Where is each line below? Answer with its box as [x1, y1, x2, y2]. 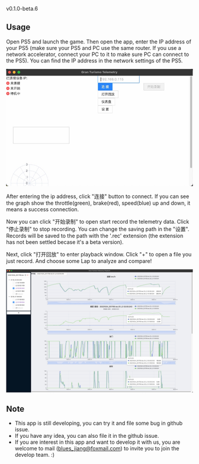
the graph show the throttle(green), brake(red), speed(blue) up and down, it [6, 199, 191, 206]
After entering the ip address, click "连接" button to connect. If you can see [6, 193, 190, 200]
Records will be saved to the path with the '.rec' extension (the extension [6, 232, 184, 239]
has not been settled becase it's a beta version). [6, 238, 124, 246]
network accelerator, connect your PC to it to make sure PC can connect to [6, 51, 190, 58]
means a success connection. [6, 205, 79, 213]
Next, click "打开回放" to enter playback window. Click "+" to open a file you [6, 250, 192, 258]
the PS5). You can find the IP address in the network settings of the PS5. [6, 57, 183, 64]
